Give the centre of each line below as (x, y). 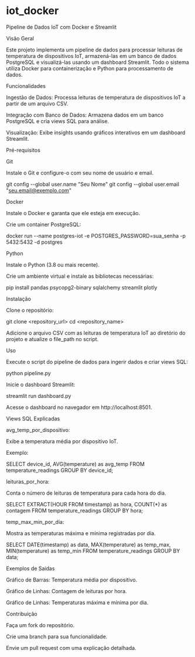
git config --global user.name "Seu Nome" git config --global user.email (93, 184)
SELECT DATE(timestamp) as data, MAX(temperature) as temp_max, (88, 544)
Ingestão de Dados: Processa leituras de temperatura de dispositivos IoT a (96, 97)
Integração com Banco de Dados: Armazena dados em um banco (85, 115)
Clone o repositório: (30, 310)
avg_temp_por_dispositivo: (38, 430)
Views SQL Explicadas (33, 418)
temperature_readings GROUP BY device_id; (59, 470)
